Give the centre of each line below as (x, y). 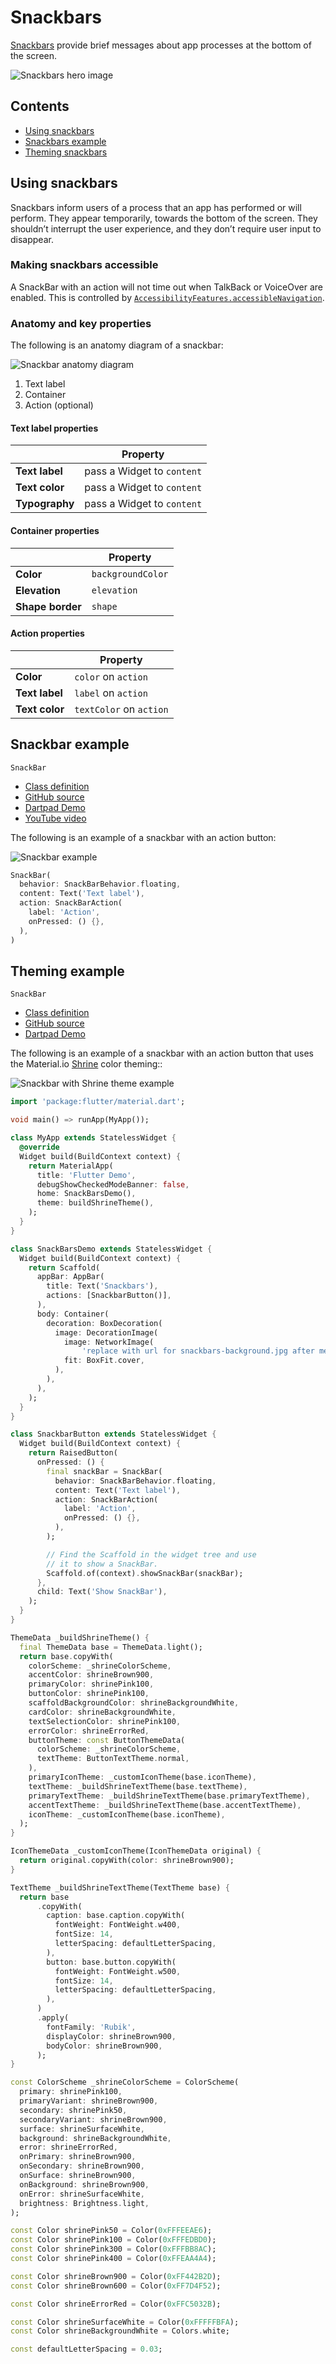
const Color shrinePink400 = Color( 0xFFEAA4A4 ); (113, 2259)
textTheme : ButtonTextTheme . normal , (113, 1759)
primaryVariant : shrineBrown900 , (89, 2101)
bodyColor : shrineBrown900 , (104, 2046)
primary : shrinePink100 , (71, 2092)
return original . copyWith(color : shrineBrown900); (127, 1861)
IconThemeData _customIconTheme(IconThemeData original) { (136, 1851)
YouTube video (55, 818)
